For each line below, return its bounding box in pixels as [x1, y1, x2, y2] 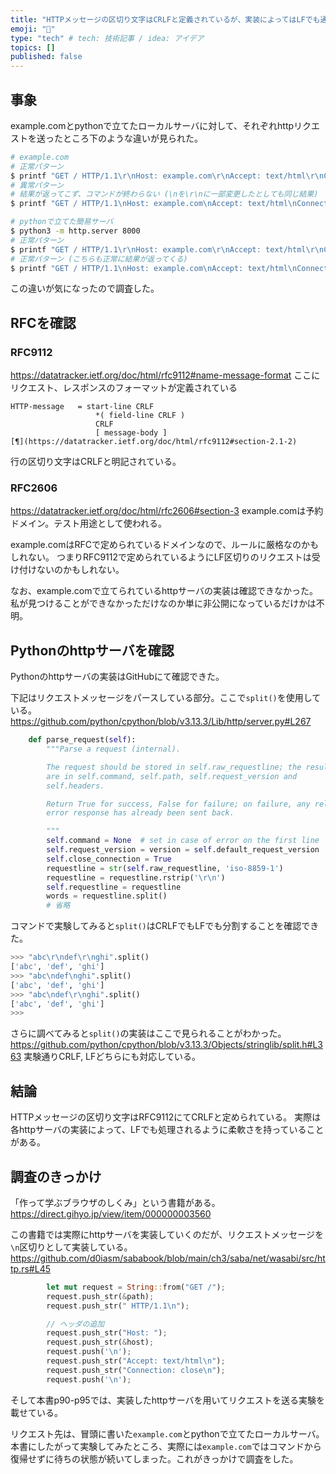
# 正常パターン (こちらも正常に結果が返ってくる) [10, 254, 188, 264]
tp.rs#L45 [10, 1262, 51, 1275]
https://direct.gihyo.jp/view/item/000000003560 [10, 1207, 212, 1220]
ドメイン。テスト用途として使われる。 [10, 517, 168, 530]
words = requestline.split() [46, 891, 168, 901]
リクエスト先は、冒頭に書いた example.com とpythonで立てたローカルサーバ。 [10, 1427, 325, 1440]
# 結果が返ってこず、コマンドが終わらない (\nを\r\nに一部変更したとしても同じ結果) [10, 189, 319, 200]
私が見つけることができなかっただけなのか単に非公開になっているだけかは [10, 597, 317, 610]
